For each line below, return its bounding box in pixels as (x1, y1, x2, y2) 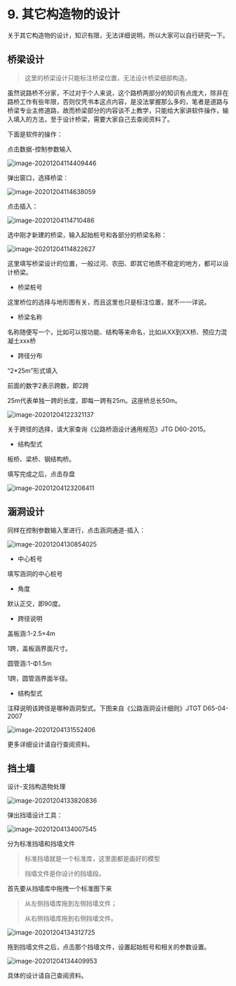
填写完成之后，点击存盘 (7, 469, 75, 478)
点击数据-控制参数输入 (7, 145, 72, 153)
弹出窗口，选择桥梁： (7, 173, 69, 181)
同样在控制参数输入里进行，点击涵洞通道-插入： (7, 525, 146, 534)
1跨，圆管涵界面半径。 (7, 674, 72, 682)
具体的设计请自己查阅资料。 (7, 971, 88, 980)
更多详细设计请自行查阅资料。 (7, 740, 93, 748)
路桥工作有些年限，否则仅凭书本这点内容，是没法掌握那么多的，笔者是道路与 (7, 97, 229, 105)
